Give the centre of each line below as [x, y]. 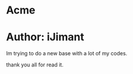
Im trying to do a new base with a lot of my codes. [67, 53]
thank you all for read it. [35, 65]
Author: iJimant [45, 37]
